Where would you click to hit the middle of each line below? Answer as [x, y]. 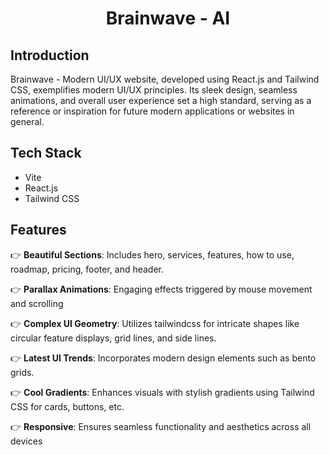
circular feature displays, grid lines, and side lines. [113, 338]
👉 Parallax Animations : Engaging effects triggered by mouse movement [161, 289]
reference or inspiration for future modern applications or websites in [152, 111]
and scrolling [37, 303]
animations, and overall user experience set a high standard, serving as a [161, 100]
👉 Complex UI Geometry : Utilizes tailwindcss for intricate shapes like [155, 323]
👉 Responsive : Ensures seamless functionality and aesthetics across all [161, 426]
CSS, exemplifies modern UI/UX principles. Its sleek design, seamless [154, 90]
